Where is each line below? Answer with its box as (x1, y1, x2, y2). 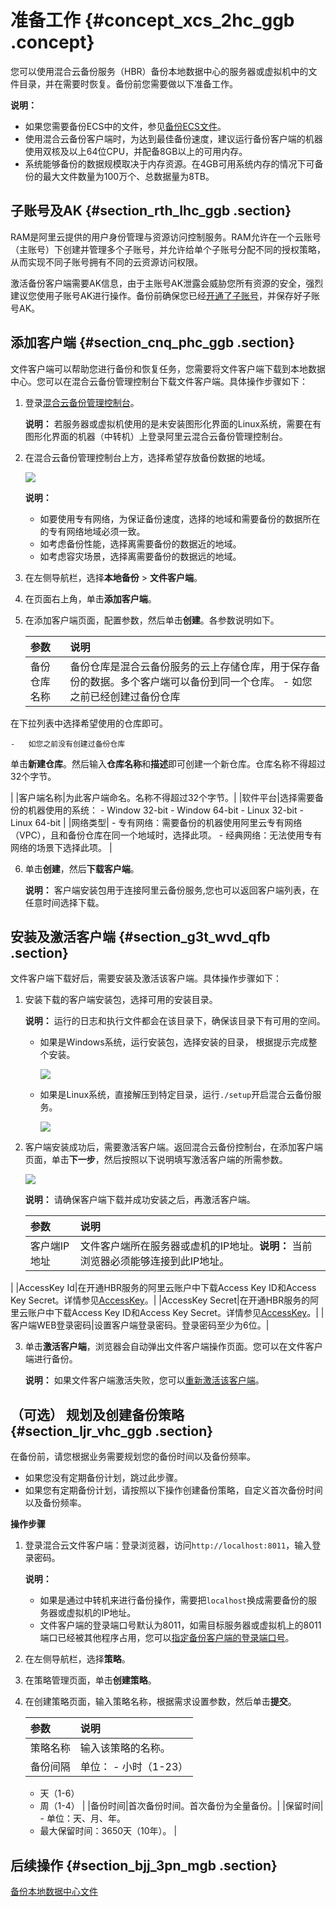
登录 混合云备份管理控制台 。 (24, 396, 140, 408)
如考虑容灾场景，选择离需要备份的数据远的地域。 (39, 550, 242, 562)
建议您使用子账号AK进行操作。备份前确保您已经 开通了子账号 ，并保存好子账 (10, 289, 321, 301)
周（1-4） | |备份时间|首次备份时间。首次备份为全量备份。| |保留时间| (39, 1800, 324, 1812)
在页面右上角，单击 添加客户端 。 (24, 592, 157, 605)
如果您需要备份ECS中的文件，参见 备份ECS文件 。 (24, 120, 227, 132)
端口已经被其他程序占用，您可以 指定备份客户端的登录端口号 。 (39, 1632, 295, 1644)
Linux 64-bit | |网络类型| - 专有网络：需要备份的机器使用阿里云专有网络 (10, 816, 303, 828)
